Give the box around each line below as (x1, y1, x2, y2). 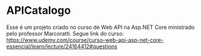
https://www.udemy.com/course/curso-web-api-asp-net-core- (6, 36, 164, 43)
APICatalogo (6, 4, 71, 17)
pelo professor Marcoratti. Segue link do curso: (6, 30, 124, 37)
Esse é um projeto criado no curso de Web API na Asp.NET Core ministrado (6, 23, 195, 31)
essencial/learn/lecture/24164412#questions (6, 43, 117, 50)
